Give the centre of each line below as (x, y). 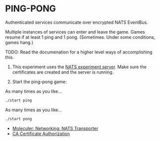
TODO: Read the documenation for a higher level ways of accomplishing (79, 52)
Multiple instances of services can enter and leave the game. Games (75, 32)
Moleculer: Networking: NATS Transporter (55, 128)
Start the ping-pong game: (39, 82)
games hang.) (19, 42)
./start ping (19, 100)
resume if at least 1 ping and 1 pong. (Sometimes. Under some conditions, (80, 37)
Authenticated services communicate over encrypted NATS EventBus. (77, 22)
